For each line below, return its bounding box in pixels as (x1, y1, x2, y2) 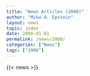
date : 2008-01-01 (6, 31, 50, 37)
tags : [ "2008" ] (6, 47, 44, 53)
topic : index (6, 25, 39, 31)
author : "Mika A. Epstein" (6, 14, 74, 20)
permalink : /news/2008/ (6, 36, 66, 42)
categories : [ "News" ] (6, 42, 61, 48)
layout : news (6, 20, 39, 26)
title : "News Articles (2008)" (6, 8, 85, 15)
